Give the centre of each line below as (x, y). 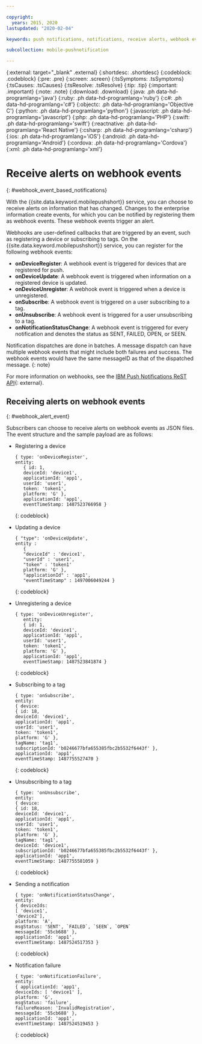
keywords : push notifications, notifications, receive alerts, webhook (98, 39)
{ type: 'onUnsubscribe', (47, 792)
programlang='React (32, 130)
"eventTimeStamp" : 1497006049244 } (69, 580)
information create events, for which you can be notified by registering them (101, 215)
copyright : (20, 17)
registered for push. (39, 270)
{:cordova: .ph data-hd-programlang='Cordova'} (127, 143)
